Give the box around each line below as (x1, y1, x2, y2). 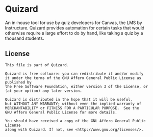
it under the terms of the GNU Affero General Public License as (5, 75, 141, 81)
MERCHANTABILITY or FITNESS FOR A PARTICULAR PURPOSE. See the (5, 106, 139, 110)
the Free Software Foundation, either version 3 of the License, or (5, 84, 148, 89)
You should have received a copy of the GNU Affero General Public (5, 118, 146, 123)
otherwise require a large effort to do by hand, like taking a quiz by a (5, 30, 143, 36)
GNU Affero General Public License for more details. (5, 110, 118, 115)
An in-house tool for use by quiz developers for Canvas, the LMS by (5, 20, 142, 26)
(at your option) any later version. (5, 88, 82, 93)
